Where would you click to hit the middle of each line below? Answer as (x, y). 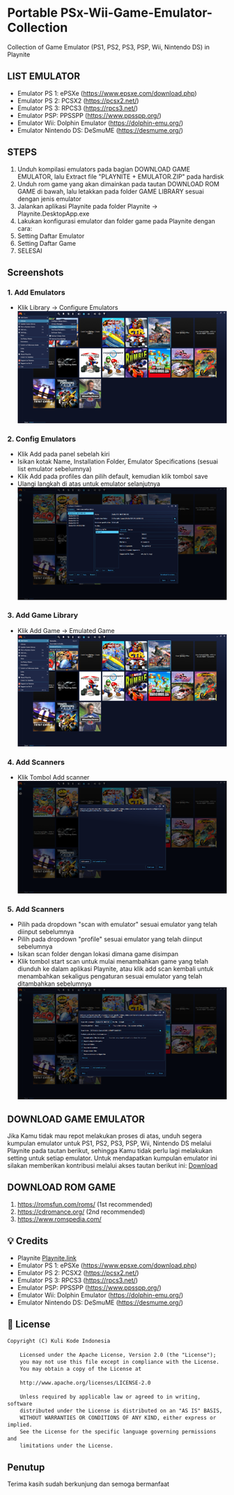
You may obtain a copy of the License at (80, 1369)
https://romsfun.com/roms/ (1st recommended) (85, 1204)
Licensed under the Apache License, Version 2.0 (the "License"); (118, 1355)
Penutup (26, 1467)
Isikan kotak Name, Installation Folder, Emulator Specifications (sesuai (118, 461)
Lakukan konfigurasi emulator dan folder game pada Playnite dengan (116, 221)
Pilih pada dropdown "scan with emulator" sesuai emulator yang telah (117, 924)
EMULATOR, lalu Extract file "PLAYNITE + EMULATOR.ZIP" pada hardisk (120, 177)
